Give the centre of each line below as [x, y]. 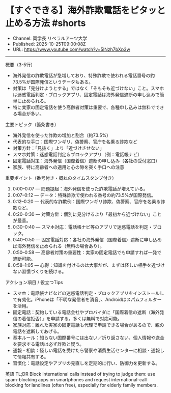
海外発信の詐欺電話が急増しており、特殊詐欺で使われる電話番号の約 [84, 75]
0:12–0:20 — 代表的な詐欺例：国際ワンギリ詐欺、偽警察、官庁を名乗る [87, 201]
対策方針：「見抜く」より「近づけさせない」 [58, 148]
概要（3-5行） [20, 65]
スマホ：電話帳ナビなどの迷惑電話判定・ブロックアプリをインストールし [88, 293]
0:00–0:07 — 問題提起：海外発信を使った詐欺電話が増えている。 [80, 188]
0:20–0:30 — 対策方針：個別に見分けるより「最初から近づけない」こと [87, 214]
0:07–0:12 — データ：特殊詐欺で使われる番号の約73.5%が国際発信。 [84, 195]
